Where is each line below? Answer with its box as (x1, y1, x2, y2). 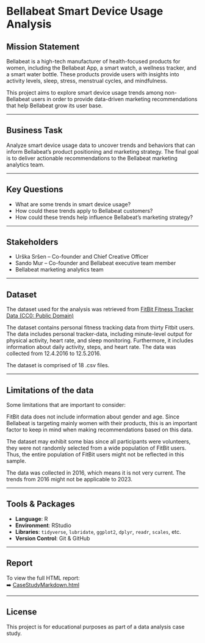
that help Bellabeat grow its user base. (6, 102, 103, 109)
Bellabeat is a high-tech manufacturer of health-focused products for (6, 58, 181, 65)
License (6, 607, 37, 617)
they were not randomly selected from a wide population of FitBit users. (6, 444, 187, 452)
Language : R (15, 515, 48, 522)
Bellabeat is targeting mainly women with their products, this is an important (6, 420, 198, 427)
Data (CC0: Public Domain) (6, 312, 74, 320)
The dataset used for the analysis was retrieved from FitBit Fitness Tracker (6, 306, 194, 313)
